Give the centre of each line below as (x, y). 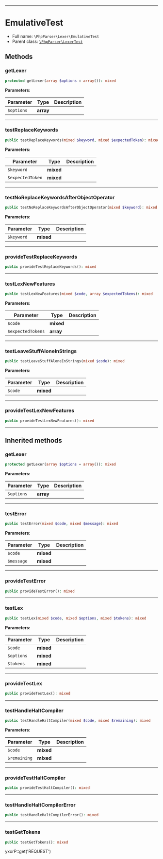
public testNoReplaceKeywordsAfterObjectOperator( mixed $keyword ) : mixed (81, 207)
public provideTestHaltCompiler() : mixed (48, 788)
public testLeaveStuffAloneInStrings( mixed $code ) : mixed (65, 361)
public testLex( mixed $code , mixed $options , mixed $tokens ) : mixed (76, 618)
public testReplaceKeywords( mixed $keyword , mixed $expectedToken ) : (76, 140)
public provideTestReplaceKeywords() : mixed (51, 267)
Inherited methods (33, 440)
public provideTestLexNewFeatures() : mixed (50, 421)
